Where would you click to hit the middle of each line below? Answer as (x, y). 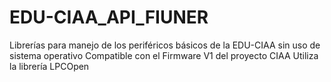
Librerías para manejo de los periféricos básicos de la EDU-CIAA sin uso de (165, 45)
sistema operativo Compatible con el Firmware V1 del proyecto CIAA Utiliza (164, 55)
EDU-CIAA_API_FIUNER (109, 17)
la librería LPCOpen (49, 66)
